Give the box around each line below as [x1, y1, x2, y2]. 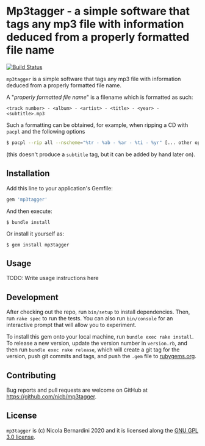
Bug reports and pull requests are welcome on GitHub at [6, 386, 148, 394]
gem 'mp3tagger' [6, 196, 48, 203]
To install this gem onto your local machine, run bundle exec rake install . [6, 333, 194, 340]
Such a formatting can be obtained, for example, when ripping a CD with [6, 121, 189, 129]
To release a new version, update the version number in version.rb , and [6, 340, 188, 347]
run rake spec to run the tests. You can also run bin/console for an [6, 315, 173, 322]
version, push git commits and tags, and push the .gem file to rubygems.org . [6, 353, 197, 360]
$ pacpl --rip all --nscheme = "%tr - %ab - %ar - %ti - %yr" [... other [6, 139, 192, 146]
